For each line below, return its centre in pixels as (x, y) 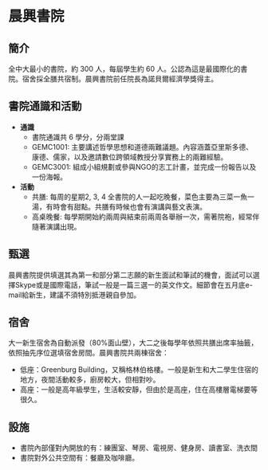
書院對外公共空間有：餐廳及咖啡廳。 (79, 458)
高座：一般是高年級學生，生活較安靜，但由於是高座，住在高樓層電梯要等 (138, 390)
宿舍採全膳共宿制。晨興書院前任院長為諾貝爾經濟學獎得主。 (120, 79)
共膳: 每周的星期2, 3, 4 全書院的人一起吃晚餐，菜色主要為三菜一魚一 (143, 197)
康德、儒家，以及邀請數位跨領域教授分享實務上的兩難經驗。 (130, 157)
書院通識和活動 (45, 106)
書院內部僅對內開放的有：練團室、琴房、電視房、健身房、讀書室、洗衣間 (138, 448)
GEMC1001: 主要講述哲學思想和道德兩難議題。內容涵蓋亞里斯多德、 (142, 147)
